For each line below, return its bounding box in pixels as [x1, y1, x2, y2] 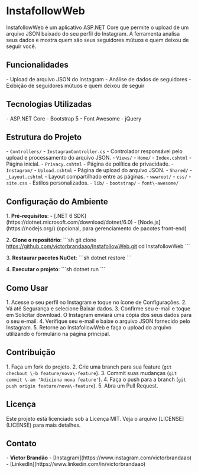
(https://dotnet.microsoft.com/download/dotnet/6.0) [6, 218, 133, 226]
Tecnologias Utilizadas [6, 99, 92, 109]
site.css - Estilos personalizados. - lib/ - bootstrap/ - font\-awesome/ [6, 179, 179, 186]
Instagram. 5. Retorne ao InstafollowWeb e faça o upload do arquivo [6, 324, 172, 331]
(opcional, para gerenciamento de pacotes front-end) [56, 225, 187, 232]
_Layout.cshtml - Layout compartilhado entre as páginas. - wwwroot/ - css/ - [6, 173, 191, 180]
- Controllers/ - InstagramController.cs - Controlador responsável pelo [6, 148, 183, 155]
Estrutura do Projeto [6, 132, 82, 142]
